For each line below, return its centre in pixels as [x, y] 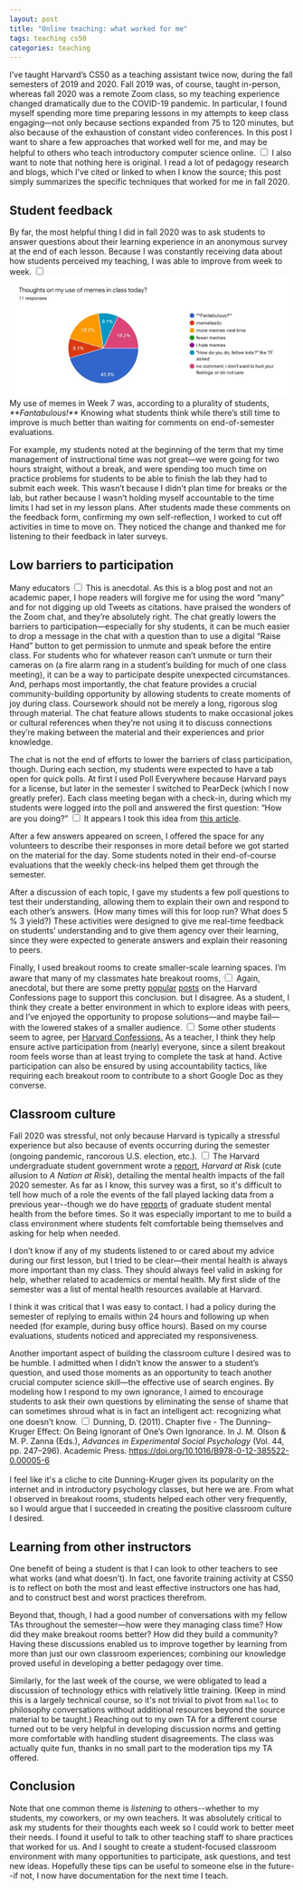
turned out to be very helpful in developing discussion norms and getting [145, 1729]
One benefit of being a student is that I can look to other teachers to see [144, 1568]
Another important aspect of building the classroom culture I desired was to [150, 1353]
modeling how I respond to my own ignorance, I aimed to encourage [137, 1392]
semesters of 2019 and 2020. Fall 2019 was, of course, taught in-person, [145, 84]
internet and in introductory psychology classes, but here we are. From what [151, 1489]
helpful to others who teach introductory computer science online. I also [151, 153]
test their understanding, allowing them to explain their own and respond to [149, 902]
